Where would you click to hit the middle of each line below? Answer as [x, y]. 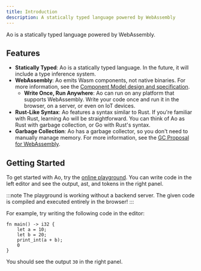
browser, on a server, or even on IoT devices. [79, 106]
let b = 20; [32, 235]
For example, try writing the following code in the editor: [76, 213]
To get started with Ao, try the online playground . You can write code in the [99, 177]
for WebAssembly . [37, 144]
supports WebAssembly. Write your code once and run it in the [101, 100]
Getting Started [36, 163]
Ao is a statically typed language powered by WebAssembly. [81, 34]
